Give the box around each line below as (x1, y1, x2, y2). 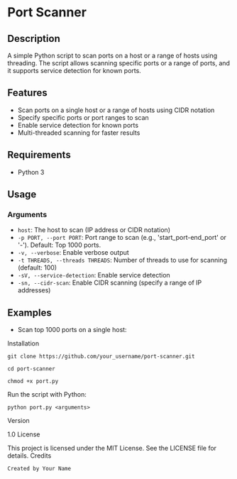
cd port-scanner (7, 365, 55, 373)
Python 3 (17, 167, 45, 176)
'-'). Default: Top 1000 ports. (17, 241, 101, 249)
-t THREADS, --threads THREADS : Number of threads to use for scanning (17, 256, 227, 265)
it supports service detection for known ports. (7, 67, 142, 75)
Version (7, 417, 30, 425)
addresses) (17, 286, 51, 294)
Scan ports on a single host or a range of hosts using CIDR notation (17, 106, 215, 114)
